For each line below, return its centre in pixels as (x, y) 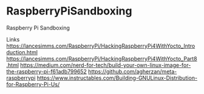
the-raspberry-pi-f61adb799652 (46, 71)
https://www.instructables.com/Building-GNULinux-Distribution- (117, 78)
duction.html (22, 52)
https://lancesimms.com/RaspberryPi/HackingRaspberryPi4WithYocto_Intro (101, 46)
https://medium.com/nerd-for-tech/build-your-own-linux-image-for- (106, 65)
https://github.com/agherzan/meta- (132, 71)
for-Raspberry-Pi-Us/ (33, 84)
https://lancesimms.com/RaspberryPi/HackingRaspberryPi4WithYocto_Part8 (102, 58)
